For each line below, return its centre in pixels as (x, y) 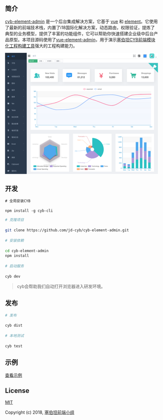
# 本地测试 (15, 336)
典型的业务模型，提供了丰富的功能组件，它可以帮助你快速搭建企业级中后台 (79, 34)
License (17, 391)
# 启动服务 (15, 266)
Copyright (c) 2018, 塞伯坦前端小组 (40, 412)
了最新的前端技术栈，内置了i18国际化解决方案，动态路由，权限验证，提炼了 (80, 27)
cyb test (14, 346)
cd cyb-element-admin (27, 251)
